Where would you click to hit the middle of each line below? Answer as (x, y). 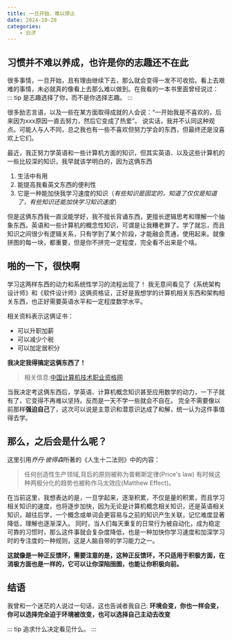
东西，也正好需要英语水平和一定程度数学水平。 (79, 301)
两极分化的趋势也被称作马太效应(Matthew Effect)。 (102, 483)
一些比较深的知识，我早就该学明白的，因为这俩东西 (80, 161)
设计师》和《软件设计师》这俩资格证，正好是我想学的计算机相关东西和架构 (113, 292)
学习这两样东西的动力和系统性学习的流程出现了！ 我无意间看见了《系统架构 (114, 284)
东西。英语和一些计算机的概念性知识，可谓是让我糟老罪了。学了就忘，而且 (119, 226)
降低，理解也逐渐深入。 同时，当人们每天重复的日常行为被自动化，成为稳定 (114, 523)
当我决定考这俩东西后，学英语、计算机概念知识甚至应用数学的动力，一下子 (113, 392)
